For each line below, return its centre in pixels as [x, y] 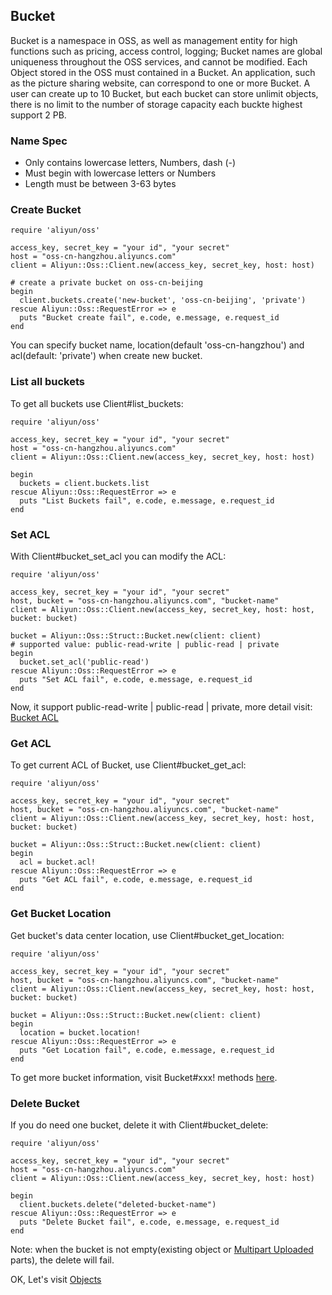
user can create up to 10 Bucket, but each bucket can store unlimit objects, [164, 93]
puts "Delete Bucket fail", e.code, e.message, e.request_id [149, 1222]
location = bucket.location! [80, 1032]
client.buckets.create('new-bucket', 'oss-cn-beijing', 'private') [163, 300]
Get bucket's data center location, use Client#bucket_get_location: [147, 935]
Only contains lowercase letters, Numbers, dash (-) [130, 163]
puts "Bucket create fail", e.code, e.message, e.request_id [149, 318]
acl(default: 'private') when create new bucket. [106, 356]
